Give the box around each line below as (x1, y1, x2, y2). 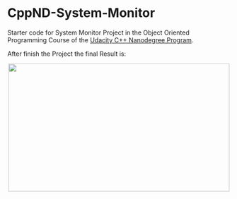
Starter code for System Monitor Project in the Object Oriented (7, 28, 190, 37)
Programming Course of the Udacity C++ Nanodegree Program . (7, 35, 194, 44)
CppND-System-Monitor (7, 5, 156, 21)
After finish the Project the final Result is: (7, 49, 126, 58)
